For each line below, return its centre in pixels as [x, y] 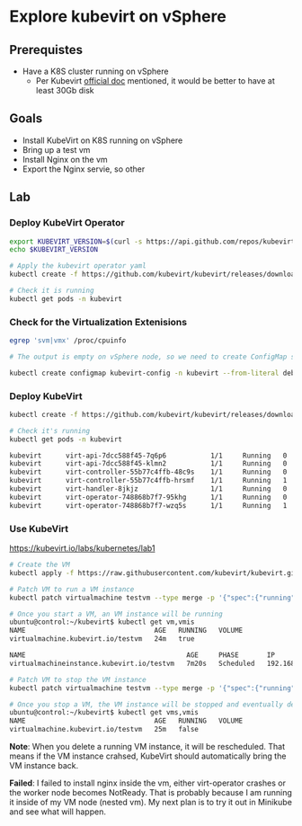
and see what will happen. [58, 812]
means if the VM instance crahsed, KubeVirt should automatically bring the [148, 756]
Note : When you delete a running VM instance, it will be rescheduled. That [147, 747]
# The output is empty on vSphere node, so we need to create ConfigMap [148, 357]
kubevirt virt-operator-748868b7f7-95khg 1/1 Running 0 [148, 497]
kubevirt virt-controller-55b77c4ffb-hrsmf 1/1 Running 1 [148, 481]
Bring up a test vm [56, 149]
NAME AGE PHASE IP [142, 655]
